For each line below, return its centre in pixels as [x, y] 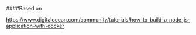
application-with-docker [35, 26]
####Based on [24, 8]
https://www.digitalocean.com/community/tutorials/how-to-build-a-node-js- [98, 20]
